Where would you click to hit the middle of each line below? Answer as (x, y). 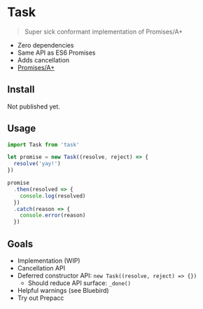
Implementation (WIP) (49, 261)
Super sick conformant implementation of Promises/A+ (104, 32)
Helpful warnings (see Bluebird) (63, 290)
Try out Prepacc (41, 298)
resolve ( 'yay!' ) (37, 164)
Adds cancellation (43, 60)
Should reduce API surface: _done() (79, 283)
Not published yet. (34, 107)
